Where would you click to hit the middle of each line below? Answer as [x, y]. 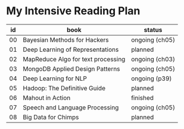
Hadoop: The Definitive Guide [64, 88]
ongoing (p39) [151, 78]
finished [142, 97]
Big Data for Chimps [51, 117]
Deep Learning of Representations [71, 49]
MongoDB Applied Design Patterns [71, 68]
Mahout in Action [47, 97]
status [153, 30]
